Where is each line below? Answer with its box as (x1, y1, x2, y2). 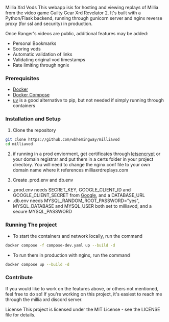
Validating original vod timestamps (12, 57, 86, 63)
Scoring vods (12, 46, 41, 52)
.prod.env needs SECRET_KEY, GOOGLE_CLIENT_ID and (12, 187, 131, 193)
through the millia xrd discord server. (5, 296, 83, 303)
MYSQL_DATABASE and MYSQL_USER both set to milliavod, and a (12, 203, 152, 209)
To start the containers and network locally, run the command (12, 233, 143, 239)
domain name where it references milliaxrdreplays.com (12, 167, 129, 173)
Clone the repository (12, 127, 56, 133)
